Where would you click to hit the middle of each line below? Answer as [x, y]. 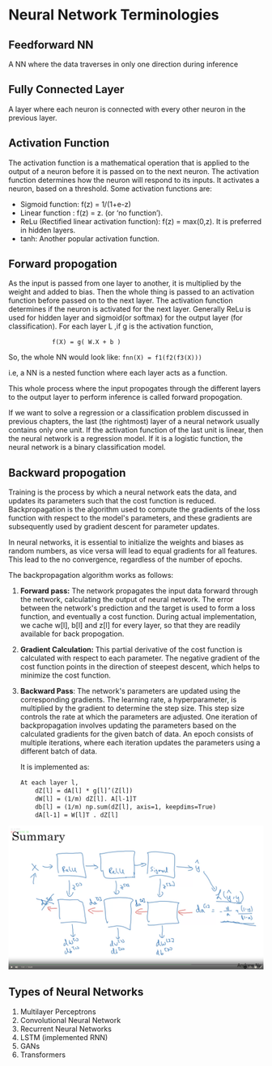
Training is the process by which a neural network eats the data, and [123, 492]
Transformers [43, 1055]
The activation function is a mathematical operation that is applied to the [129, 163]
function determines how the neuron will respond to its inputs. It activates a [134, 180]
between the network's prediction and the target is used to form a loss [138, 608]
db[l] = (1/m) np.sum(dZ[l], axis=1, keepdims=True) [126, 807]
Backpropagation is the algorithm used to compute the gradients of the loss [134, 510]
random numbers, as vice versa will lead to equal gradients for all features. [133, 551]
